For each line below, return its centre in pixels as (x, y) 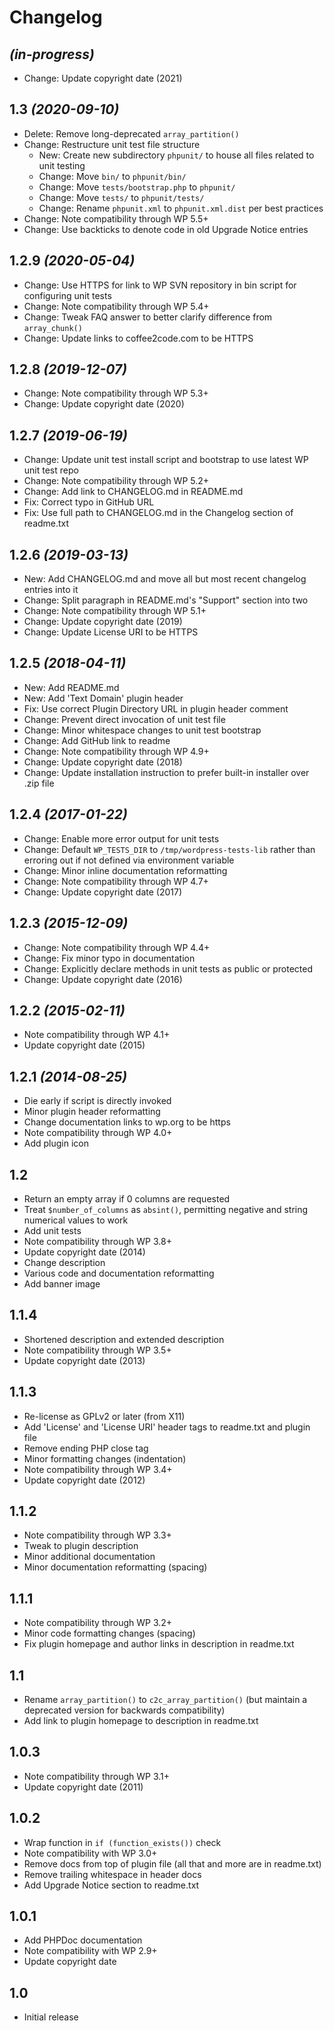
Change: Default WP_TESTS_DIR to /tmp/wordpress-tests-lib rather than (169, 849)
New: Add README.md (71, 687)
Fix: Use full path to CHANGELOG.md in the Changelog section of (158, 513)
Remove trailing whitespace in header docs (112, 1874)
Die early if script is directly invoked (97, 1101)
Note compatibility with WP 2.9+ (90, 1951)
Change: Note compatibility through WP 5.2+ (116, 481)
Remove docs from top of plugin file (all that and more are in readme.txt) (172, 1863)
